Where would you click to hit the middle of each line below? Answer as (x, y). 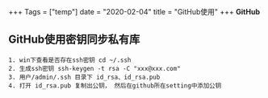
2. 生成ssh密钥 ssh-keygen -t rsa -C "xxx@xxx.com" (95, 68)
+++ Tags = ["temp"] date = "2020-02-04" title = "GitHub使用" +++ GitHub (134, 12)
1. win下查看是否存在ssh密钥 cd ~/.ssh (70, 60)
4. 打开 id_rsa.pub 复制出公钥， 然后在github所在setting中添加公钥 (115, 86)
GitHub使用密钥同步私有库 (74, 40)
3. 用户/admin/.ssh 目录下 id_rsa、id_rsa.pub (84, 77)
